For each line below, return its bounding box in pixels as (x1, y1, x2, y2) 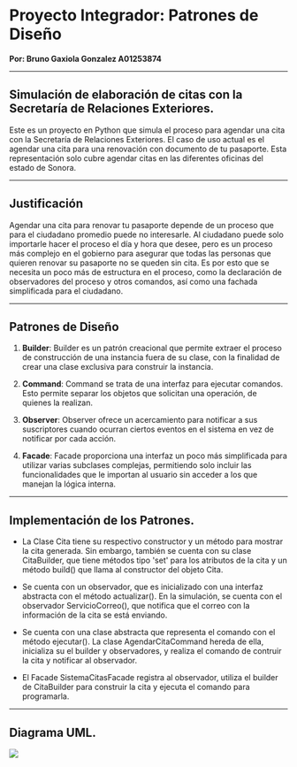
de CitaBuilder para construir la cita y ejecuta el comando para (21, 682, 250, 693)
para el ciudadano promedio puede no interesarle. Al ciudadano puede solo (9, 229, 285, 240)
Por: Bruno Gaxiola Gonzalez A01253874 (9, 53, 162, 64)
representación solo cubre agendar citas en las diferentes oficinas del (9, 152, 263, 164)
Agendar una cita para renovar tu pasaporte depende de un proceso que (9, 219, 274, 230)
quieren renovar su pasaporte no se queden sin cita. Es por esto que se (9, 257, 270, 268)
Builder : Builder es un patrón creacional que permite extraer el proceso (21, 342, 283, 354)
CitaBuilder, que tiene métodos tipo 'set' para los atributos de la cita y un (21, 555, 287, 566)
